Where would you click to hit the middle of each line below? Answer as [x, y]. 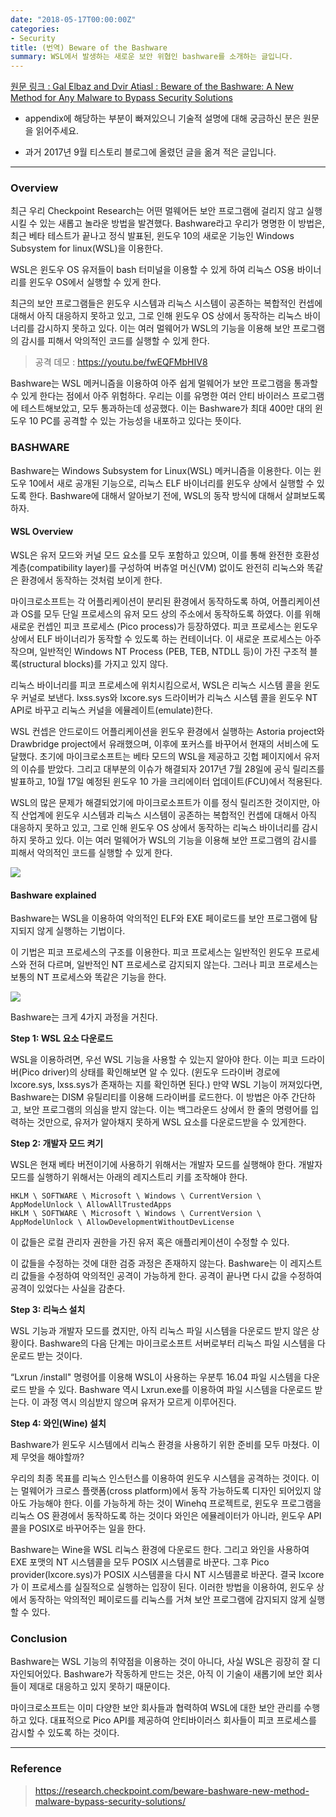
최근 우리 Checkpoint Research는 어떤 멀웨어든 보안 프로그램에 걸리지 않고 [157, 211]
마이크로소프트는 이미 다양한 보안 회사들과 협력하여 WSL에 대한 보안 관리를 [156, 1708]
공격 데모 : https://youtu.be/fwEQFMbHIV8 [121, 362]
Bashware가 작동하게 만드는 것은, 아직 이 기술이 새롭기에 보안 [184, 1674]
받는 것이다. [59, 1356]
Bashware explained [53, 895]
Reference [36, 1769]
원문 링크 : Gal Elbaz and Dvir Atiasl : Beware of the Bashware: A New [152, 87]
